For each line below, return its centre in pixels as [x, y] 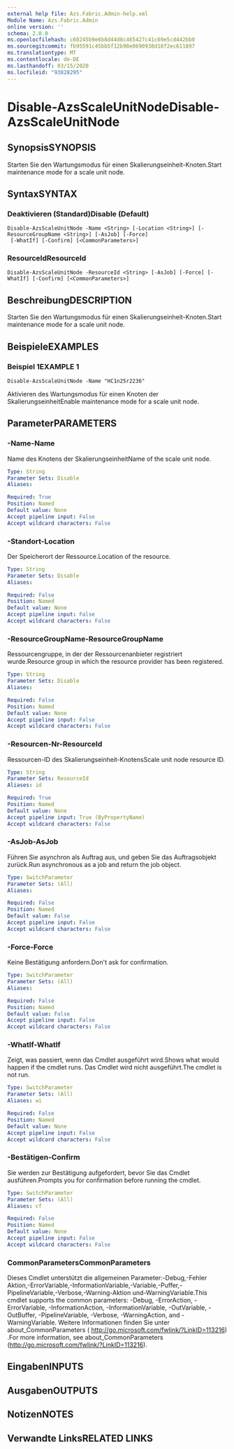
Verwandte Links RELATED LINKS [80, 1438]
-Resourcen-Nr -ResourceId [55, 744]
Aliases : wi [24, 1101]
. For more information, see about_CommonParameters [85, 1338]
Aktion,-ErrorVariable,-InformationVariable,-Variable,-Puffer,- [95, 1285]
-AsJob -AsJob [33, 842]
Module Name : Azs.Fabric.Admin [53, 20]
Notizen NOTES [41, 1414]
